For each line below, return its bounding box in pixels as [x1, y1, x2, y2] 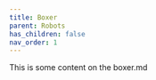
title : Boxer [9, 12, 58, 22]
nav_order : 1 [9, 37, 58, 47]
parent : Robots [9, 21, 66, 30]
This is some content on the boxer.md [9, 62, 148, 73]
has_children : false [9, 29, 86, 38]
